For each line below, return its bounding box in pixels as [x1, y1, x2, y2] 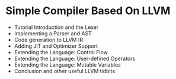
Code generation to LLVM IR [14, 36, 84, 43]
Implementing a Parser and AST [14, 29, 92, 37]
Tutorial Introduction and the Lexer [14, 24, 99, 31]
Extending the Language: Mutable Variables [14, 61, 121, 68]
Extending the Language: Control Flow [14, 48, 108, 55]
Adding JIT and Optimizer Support [14, 42, 98, 50]
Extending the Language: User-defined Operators [14, 55, 136, 62]
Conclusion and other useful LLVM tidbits [14, 67, 116, 74]
